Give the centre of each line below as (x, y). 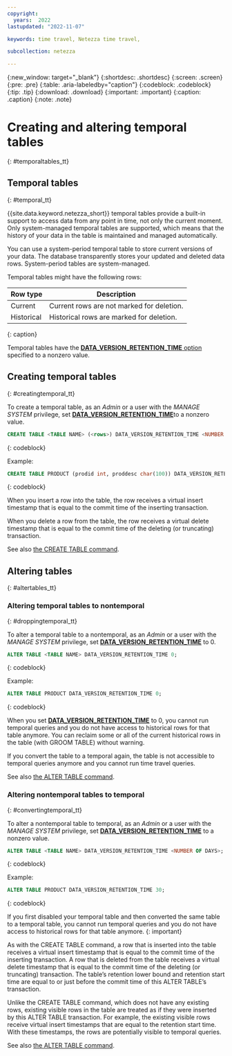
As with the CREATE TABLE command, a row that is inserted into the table (112, 945)
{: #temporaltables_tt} (38, 162)
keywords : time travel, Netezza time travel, (74, 39)
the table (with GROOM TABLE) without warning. (76, 743)
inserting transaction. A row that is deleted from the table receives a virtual (113, 960)
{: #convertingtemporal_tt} (45, 810)
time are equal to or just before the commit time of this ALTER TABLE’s (107, 982)
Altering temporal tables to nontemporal (76, 606)
